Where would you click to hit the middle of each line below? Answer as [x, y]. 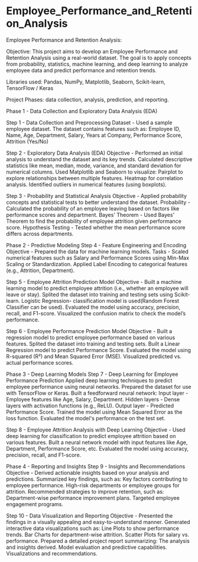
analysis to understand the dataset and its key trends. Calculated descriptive [99, 159]
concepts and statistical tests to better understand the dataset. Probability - [98, 202]
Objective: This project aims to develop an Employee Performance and [92, 51]
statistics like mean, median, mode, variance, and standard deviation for [94, 165]
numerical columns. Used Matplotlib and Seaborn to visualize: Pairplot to [95, 172]
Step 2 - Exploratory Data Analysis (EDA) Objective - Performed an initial [95, 153]
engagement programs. [35, 504]
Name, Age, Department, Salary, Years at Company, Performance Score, [94, 135]
